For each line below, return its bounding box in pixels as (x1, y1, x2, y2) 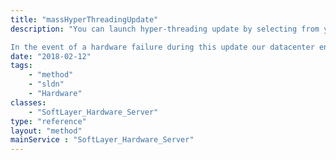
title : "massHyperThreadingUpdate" (10, 14, 159, 25)
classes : (10, 97, 47, 108)
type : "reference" (10, 116, 87, 126)
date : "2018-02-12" (10, 51, 92, 61)
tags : (10, 61, 33, 71)
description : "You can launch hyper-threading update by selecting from (10, 24, 320, 34)
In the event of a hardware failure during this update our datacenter (10, 42, 315, 52)
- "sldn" (28, 79, 65, 90)
